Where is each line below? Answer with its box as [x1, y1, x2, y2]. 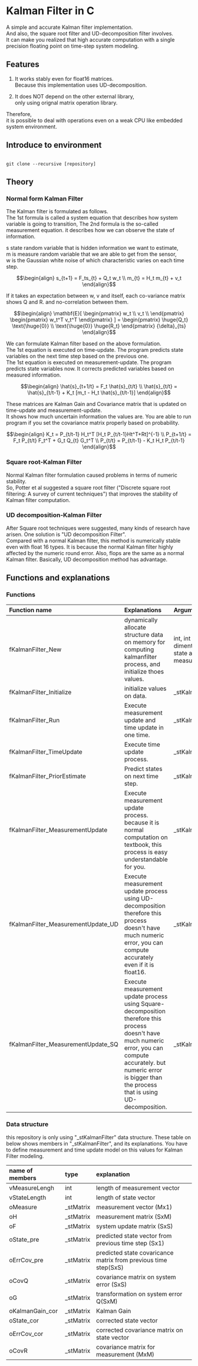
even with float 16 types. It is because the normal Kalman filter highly [6, 543, 174, 550]
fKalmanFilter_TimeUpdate [9, 747, 82, 755]
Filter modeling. [6, 1152, 44, 1159]
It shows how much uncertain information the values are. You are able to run [6, 413, 192, 420]
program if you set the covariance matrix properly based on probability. [6, 420, 180, 427]
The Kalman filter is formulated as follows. [6, 208, 108, 215]
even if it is [124, 961, 154, 969]
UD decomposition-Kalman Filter [6, 511, 102, 519]
